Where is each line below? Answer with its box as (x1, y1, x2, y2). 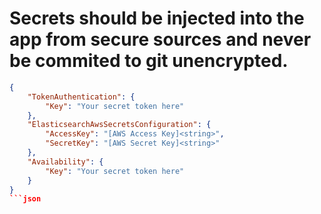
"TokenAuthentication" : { (27, 92, 136, 102)
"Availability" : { (27, 157, 104, 167)
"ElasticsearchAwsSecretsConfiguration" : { (27, 120, 212, 130)
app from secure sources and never (9, 28, 312, 51)
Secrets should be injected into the (9, 7, 305, 30)
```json (9, 194, 42, 204)
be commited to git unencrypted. (9, 50, 289, 72)
